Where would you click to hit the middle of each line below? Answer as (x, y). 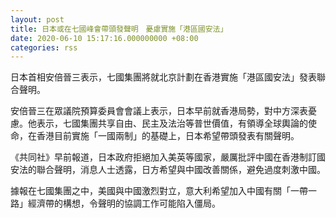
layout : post (37, 19)
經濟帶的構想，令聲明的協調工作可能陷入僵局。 (124, 203)
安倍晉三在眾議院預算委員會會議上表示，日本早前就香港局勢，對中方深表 (159, 111)
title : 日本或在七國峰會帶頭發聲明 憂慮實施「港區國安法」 (119, 29)
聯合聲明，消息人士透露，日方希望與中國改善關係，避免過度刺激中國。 (181, 170)
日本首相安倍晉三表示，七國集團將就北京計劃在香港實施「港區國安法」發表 (163, 77)
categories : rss (44, 47)
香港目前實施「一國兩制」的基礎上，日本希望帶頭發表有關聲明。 (168, 136)
